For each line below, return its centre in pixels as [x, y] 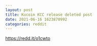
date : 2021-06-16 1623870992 [36, 19]
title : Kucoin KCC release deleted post [49, 15]
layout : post [19, 10]
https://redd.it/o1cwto [28, 38]
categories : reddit [26, 24]
